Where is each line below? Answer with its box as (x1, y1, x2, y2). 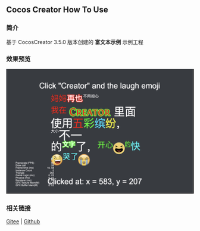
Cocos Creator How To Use (6, 5, 108, 15)
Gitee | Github (6, 218, 40, 225)
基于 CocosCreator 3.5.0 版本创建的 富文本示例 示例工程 (6, 38, 144, 45)
